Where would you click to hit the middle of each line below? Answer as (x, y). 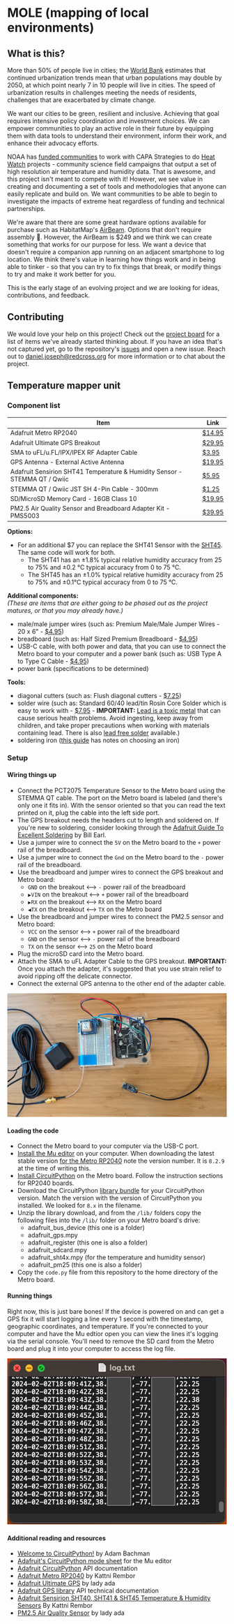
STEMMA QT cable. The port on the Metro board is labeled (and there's (120, 797)
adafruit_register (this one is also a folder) (88, 1242)
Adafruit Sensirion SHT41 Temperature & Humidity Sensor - (96, 472)
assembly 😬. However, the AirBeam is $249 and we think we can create (110, 237)
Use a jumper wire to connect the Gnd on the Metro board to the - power (120, 857)
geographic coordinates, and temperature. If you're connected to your (108, 1326)
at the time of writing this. (54, 1168)
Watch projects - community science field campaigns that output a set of (112, 164)
